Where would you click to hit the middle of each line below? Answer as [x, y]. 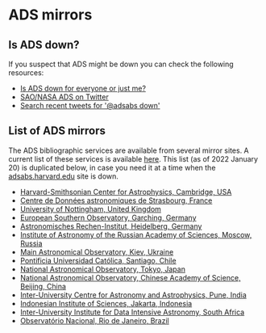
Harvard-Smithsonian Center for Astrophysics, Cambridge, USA [126, 192]
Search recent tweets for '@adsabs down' [90, 105]
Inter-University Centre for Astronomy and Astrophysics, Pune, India [133, 295]
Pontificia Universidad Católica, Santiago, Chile [98, 260]
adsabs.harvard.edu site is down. [64, 176]
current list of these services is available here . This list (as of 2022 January [133, 158]
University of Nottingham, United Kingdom [90, 209]
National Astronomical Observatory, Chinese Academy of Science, [130, 277]
